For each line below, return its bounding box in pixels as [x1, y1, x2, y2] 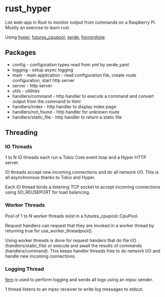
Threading [5, 128, 38, 137]
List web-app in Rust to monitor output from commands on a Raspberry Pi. [5, 19, 156, 25]
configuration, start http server [12, 77, 75, 83]
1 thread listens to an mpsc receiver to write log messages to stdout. [5, 286, 144, 292]
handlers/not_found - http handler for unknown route [12, 109, 120, 115]
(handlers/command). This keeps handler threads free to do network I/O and [5, 248, 161, 254]
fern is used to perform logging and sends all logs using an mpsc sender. [5, 277, 154, 283]
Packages [5, 48, 36, 57]
